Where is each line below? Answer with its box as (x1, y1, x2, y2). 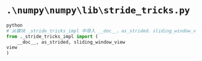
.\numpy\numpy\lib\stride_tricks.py (6, 5, 191, 16)
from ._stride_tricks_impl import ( (6, 33, 98, 39)
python (6, 22, 23, 28)
